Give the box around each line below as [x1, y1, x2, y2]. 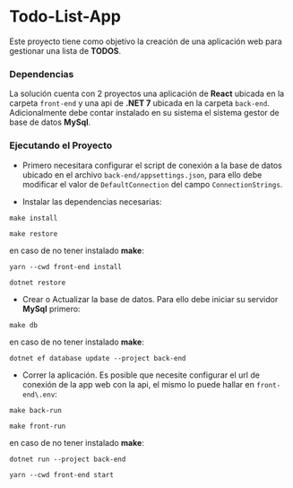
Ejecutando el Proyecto [9, 139, 113, 152]
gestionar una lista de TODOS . [9, 45, 122, 56]
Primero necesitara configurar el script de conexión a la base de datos [22, 160, 282, 170]
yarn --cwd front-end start [9, 470, 115, 479]
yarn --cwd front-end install [9, 262, 123, 271]
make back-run [9, 405, 63, 414]
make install [9, 213, 58, 222]
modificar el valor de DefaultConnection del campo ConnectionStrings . [22, 179, 283, 189]
